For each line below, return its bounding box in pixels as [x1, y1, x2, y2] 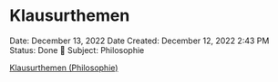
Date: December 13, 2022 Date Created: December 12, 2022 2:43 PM [9, 35, 270, 46]
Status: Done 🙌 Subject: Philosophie [9, 44, 145, 55]
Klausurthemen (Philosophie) [9, 62, 118, 73]
